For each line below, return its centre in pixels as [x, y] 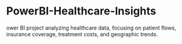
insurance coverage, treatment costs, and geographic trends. [82, 34]
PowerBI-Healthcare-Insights [81, 11]
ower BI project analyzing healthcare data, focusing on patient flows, [91, 28]
